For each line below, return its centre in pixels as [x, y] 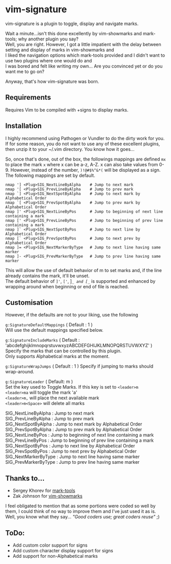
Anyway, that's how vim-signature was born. [52, 81]
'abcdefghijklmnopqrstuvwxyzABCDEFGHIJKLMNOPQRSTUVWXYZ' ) [79, 346]
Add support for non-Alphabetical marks [55, 556]
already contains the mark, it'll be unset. [47, 276]
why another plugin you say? [48, 39]
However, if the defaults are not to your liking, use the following [72, 315]
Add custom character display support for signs [63, 550]
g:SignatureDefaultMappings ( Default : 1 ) [49, 325]
